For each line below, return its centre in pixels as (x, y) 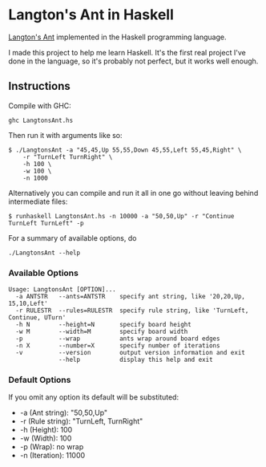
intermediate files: (38, 201)
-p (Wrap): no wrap (52, 447)
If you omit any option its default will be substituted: (93, 397)
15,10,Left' (28, 304)
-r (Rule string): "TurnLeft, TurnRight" (81, 421)
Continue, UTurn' (37, 318)
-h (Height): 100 (46, 430)
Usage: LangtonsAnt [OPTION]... (62, 290)
